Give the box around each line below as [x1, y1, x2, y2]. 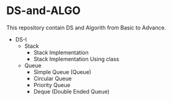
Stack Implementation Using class [33, 55, 119, 62]
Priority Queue [33, 81, 70, 89]
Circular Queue [33, 75, 72, 82]
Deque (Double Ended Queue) [33, 88, 110, 95]
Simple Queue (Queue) [33, 68, 92, 75]
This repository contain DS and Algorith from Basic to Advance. [6, 24, 166, 31]
